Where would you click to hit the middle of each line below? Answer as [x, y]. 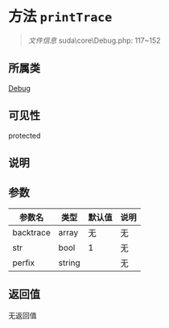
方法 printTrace [60, 17]
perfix [23, 263]
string [69, 263]
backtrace [31, 232]
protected [25, 135]
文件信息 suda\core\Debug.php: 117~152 [94, 40]
